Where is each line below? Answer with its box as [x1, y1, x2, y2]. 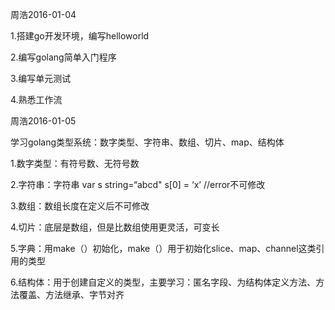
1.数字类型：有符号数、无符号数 [10, 158, 140, 169]
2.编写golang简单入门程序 [10, 51, 117, 63]
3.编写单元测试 [10, 73, 72, 84]
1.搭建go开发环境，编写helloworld [10, 30, 150, 42]
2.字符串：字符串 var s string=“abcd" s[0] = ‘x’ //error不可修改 [10, 179, 266, 190]
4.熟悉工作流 [10, 94, 63, 105]
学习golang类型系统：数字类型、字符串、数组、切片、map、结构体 [10, 136, 285, 148]
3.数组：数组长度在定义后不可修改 [10, 200, 150, 212]
